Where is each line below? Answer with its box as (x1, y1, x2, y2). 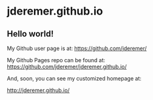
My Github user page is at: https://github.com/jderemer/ (7, 45, 147, 52)
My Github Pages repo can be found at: (7, 57, 106, 63)
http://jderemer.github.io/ (7, 87, 70, 94)
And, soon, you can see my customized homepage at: (7, 75, 142, 82)
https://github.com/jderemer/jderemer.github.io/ (7, 63, 127, 70)
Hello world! (7, 29, 54, 39)
